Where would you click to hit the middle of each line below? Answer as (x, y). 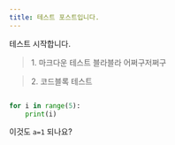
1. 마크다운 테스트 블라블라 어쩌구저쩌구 (99, 62)
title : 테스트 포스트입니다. (54, 17)
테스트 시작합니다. (40, 43)
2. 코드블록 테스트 (61, 81)
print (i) (41, 114)
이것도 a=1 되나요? (41, 132)
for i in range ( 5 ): (45, 106)
